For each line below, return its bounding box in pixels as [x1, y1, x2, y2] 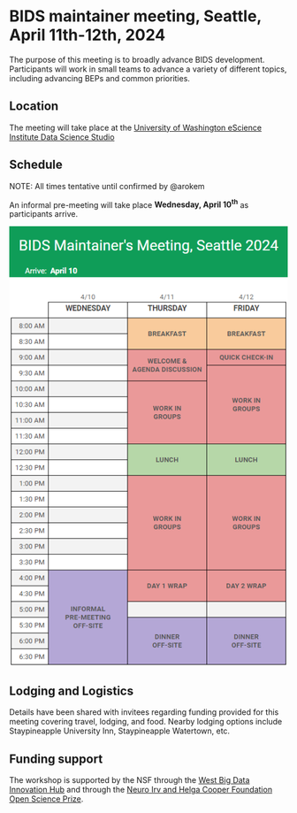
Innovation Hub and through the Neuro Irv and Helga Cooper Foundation [9, 785, 272, 795]
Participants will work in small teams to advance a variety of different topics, [9, 64, 287, 74]
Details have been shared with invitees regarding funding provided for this [9, 707, 279, 717]
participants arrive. [9, 209, 78, 219]
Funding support [9, 751, 103, 766]
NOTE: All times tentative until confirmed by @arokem [9, 180, 205, 191]
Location [9, 99, 59, 114]
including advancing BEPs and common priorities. [9, 73, 190, 83]
